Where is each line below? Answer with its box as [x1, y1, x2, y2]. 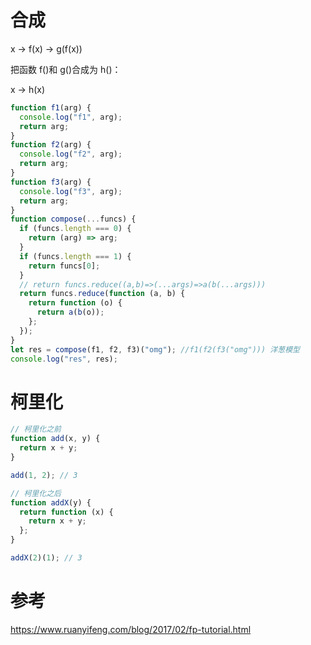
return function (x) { [19, 507, 114, 517]
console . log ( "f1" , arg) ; [19, 112, 123, 122]
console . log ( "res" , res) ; [10, 354, 118, 364]
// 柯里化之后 [10, 488, 62, 498]
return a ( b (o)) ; [36, 307, 105, 318]
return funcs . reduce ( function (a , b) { [19, 289, 186, 299]
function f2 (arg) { [10, 140, 92, 150]
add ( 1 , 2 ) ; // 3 [10, 470, 78, 480]
